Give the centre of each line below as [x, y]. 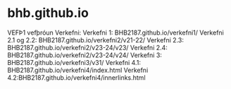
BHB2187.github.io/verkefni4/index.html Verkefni [78, 70]
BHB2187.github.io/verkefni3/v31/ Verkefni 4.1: [74, 62]
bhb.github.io [48, 13]
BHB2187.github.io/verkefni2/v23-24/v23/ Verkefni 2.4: [87, 47]
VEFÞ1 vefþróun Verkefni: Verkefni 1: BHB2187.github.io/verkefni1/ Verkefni [115, 32]
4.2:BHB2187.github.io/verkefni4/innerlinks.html [76, 77]
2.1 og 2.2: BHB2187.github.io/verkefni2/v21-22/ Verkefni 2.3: [96, 40]
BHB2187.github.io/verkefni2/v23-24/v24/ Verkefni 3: [85, 55]
